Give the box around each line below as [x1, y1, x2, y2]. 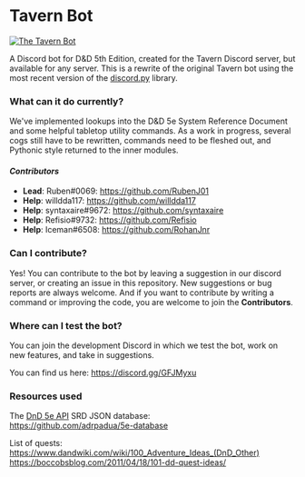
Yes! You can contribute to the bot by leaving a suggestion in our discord [9, 267, 281, 278]
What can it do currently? [9, 94, 124, 107]
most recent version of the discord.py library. [9, 72, 179, 83]
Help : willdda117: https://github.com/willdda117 [22, 195, 197, 206]
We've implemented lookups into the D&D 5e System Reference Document [9, 115, 289, 127]
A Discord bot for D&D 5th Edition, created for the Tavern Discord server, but [9, 53, 296, 64]
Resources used [9, 390, 83, 402]
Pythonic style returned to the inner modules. [9, 144, 179, 155]
